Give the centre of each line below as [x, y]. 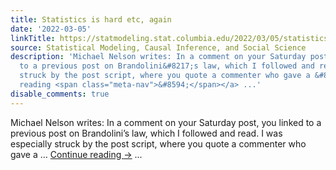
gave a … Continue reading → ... [76, 154]
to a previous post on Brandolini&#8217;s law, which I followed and [167, 66]
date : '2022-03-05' [51, 29]
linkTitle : [33, 38]
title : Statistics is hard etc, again [91, 19]
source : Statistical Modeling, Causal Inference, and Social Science [158, 47]
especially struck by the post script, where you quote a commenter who [158, 143]
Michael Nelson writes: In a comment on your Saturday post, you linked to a [166, 122]
